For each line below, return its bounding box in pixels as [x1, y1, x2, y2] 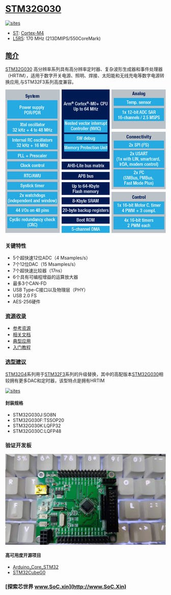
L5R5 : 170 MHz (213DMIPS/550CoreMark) [12, 35, 101, 41]
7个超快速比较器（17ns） [12, 268, 65, 274]
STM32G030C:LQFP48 [12, 428, 62, 434]
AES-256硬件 [12, 299, 41, 305]
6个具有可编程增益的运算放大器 [12, 274, 78, 280]
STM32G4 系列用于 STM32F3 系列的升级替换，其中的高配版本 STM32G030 [5, 371, 159, 377]
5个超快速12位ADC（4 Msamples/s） [12, 255, 91, 261]
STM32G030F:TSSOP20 [12, 417, 65, 423]
